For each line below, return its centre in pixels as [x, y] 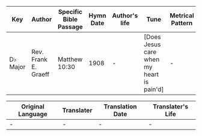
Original [33, 106]
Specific [70, 12]
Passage [70, 27]
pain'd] [154, 89]
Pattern [182, 23]
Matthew [70, 59]
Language [33, 114]
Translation [120, 106]
